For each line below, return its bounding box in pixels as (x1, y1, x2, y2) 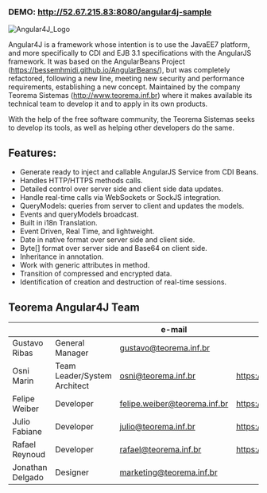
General (55, 337, 85, 348)
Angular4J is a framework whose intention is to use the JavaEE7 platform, (8, 40, 250, 49)
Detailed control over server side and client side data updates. (19, 184, 224, 194)
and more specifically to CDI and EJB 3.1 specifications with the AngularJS (8, 49, 252, 58)
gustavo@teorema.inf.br (119, 342, 211, 353)
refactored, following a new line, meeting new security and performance (8, 74, 245, 84)
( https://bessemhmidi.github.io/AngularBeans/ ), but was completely (8, 65, 230, 75)
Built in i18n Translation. (19, 218, 98, 228)
